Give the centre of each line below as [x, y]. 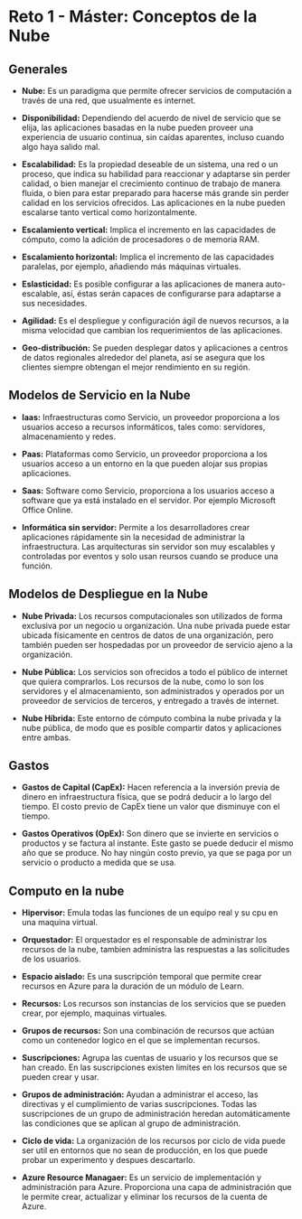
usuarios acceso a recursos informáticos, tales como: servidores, [143, 427]
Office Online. [47, 510]
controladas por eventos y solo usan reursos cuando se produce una [150, 556]
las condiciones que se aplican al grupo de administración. [131, 1123]
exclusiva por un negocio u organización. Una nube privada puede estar [156, 625]
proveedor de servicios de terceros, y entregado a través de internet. [150, 700]
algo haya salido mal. [61, 147]
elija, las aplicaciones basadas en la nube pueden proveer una [137, 127]
